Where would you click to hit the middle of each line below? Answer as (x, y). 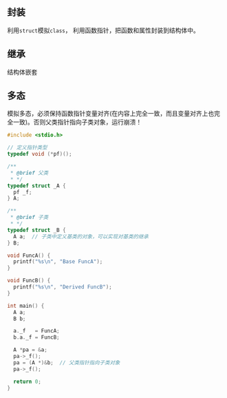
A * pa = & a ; (31, 350)
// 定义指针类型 (27, 148)
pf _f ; (23, 192)
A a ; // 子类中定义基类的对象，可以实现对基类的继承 (81, 236)
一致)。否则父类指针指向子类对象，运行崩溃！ (77, 122)
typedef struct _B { (37, 230)
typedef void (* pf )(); (40, 154)
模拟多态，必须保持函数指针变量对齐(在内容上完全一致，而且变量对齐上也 (111, 114)
